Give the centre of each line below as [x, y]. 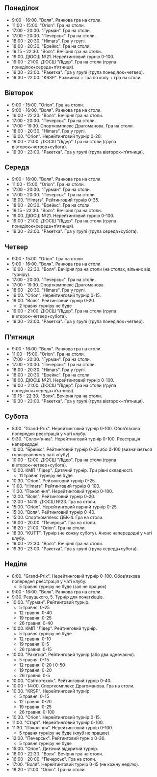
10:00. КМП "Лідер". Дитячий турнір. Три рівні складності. [72, 470]
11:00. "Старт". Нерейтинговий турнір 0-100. [58, 722]
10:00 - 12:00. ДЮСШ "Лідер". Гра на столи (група [64, 460]
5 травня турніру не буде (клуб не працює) [64, 733]
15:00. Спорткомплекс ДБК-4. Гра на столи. [57, 517]
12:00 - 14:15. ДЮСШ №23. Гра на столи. [54, 501]
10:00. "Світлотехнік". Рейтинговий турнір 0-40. [62, 681]
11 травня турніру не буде [46, 475]
